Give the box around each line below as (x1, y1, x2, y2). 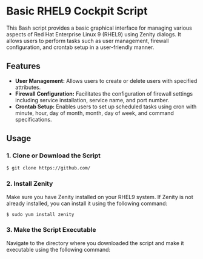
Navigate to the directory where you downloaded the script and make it (6, 239, 184, 246)
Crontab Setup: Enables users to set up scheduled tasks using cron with (15, 103, 197, 110)
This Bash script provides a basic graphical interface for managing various (6, 24, 192, 31)
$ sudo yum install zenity (6, 211, 75, 217)
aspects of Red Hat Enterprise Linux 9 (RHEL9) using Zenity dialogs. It (6, 30, 182, 38)
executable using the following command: (6, 246, 111, 253)
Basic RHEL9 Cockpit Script (6, 4, 148, 18)
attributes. (15, 84, 41, 91)
